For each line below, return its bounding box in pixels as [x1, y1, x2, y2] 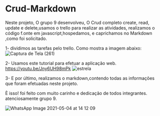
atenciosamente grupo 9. [5, 95, 57, 101]
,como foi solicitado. [5, 35, 47, 41]
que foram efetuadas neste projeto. [5, 80, 78, 86]
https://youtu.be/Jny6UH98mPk [5, 65, 71, 71]
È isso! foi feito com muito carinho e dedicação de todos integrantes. [5, 90, 147, 96]
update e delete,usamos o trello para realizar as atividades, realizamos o [5, 24, 155, 30]
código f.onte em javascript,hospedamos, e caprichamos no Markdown [5, 30, 152, 36]
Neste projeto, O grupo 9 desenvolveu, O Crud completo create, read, [5, 19, 149, 25]
